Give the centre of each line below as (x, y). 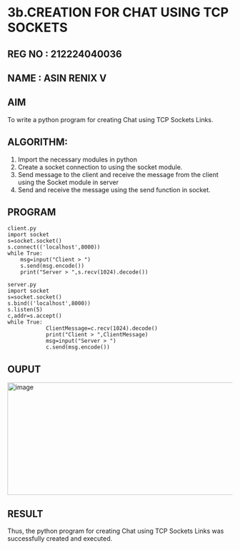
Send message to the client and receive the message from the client (118, 174)
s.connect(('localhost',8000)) (54, 247)
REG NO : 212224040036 (65, 54)
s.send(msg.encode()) (52, 266)
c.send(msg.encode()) (78, 347)
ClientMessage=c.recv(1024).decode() (102, 329)
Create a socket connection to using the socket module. (100, 167)
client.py (22, 229)
